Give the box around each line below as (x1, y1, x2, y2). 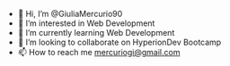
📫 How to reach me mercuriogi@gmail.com (17, 47, 181, 57)
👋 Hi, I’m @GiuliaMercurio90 (17, 9, 123, 19)
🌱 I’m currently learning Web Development (17, 28, 175, 37)
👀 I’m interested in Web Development (17, 18, 155, 29)
